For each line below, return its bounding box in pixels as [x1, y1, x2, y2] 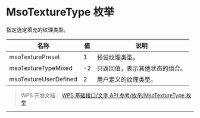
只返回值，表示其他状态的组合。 [96, 64, 186, 72]
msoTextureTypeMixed [9, 63, 73, 72]
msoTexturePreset [9, 53, 60, 61]
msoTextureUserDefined [9, 75, 77, 83]
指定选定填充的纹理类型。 [6, 26, 69, 33]
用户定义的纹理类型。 [96, 75, 157, 84]
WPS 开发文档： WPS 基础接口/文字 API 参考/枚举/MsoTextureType [20, 91, 185, 98]
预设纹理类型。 [96, 53, 139, 61]
